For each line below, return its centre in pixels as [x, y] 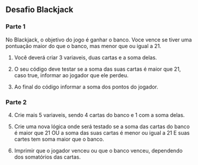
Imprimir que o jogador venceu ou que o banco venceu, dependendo [98, 150]
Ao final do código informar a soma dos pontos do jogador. [86, 87]
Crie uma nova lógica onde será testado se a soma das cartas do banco [102, 126]
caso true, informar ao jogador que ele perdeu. [71, 75]
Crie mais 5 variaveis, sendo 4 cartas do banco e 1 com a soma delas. [99, 115]
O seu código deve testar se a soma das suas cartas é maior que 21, [98, 69]
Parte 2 [16, 102]
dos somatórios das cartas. [47, 157]
